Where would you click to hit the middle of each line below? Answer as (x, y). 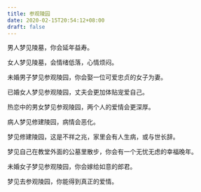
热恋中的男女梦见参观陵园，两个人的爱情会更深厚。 (81, 107)
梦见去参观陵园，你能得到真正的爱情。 (62, 181)
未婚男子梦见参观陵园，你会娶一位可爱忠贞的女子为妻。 (87, 77)
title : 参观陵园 (29, 14)
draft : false (26, 27)
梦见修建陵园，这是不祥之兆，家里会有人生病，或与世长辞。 (93, 137)
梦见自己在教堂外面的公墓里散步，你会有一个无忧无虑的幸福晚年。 (102, 152)
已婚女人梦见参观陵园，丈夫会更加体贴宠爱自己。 (78, 92)
